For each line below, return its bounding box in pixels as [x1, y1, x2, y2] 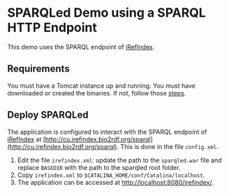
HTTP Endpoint [7, 20, 98, 36]
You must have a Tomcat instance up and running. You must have [7, 82, 195, 90]
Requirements [7, 63, 70, 75]
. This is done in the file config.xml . [117, 142, 219, 150]
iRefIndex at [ [7, 134, 46, 144]
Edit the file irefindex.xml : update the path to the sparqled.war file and [17, 155, 222, 164]
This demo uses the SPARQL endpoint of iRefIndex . [7, 43, 155, 51]
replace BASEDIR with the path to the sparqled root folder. [17, 163, 181, 171]
